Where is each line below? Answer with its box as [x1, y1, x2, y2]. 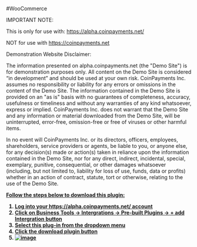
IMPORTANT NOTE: [6, 17, 54, 23]
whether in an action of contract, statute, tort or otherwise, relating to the [6, 174, 183, 180]
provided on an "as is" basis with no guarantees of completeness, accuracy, [6, 94, 191, 100]
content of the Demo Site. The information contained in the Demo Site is [6, 87, 181, 94]
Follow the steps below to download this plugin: [6, 192, 125, 198]
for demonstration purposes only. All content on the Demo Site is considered [6, 68, 192, 75]
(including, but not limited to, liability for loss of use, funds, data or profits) [6, 167, 186, 174]
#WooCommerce [6, 5, 48, 12]
